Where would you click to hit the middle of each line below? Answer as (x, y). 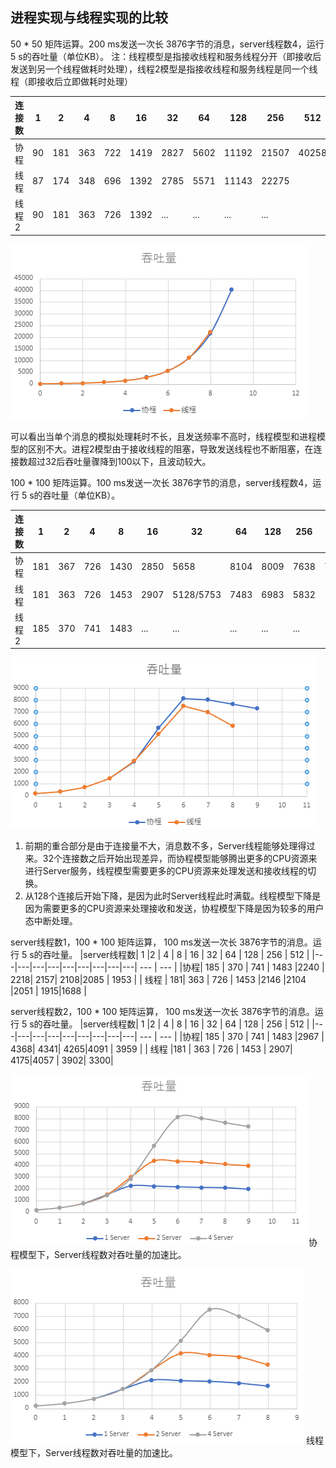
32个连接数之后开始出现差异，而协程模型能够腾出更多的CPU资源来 (180, 859)
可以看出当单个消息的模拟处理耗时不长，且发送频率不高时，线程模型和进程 (163, 436)
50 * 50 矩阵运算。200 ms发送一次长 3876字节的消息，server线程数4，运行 (167, 44)
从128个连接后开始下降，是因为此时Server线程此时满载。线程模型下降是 (173, 896)
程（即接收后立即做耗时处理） (71, 81)
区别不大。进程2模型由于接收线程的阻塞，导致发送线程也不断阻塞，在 (170, 449)
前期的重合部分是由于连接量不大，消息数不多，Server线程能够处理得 (165, 846)
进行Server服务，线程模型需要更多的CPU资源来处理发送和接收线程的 (166, 871)
